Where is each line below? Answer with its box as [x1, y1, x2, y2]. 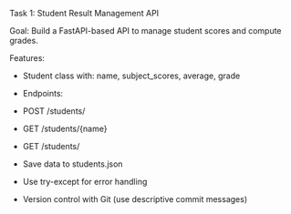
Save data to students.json [22, 158, 123, 169]
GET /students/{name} [22, 123, 108, 134]
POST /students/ [22, 106, 86, 117]
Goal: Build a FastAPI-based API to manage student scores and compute [9, 25, 282, 36]
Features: [9, 53, 46, 63]
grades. [9, 36, 38, 46]
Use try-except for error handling [22, 177, 148, 187]
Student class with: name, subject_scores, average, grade [22, 70, 241, 81]
